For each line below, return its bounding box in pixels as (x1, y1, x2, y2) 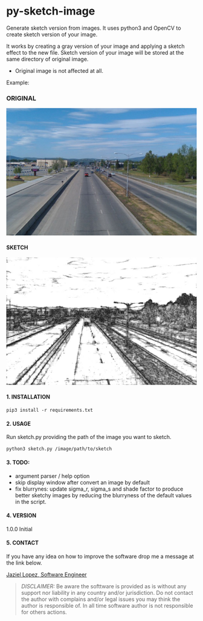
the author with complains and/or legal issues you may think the (21, 596, 181, 603)
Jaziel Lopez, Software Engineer (6, 571, 87, 578)
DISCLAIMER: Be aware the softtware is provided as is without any (21, 582, 187, 589)
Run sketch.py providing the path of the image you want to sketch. (6, 434, 172, 441)
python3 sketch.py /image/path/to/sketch (6, 446, 112, 452)
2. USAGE (6, 420, 31, 427)
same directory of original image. (6, 55, 89, 62)
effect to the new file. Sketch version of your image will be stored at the (6, 49, 184, 56)
